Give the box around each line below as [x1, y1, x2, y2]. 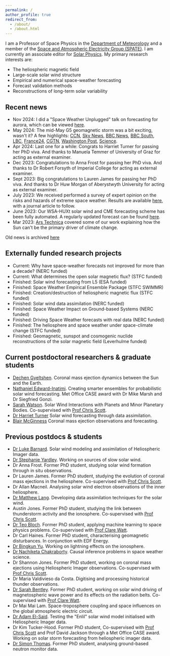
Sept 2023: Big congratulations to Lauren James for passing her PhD [12, 176, 157, 182]
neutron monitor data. [12, 646, 58, 652]
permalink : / [5, 7, 33, 13]
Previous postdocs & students [5, 432, 103, 441]
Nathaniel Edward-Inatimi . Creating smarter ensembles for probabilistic [12, 385, 161, 391]
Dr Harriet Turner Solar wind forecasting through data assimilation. [12, 412, 152, 418]
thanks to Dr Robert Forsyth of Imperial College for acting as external [12, 165, 157, 171]
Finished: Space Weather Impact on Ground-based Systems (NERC [12, 306, 154, 312]
